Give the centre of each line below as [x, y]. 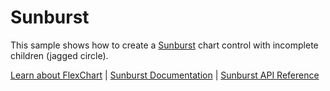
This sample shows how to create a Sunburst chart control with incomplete [164, 45]
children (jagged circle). [59, 55]
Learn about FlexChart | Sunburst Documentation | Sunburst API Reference [165, 75]
